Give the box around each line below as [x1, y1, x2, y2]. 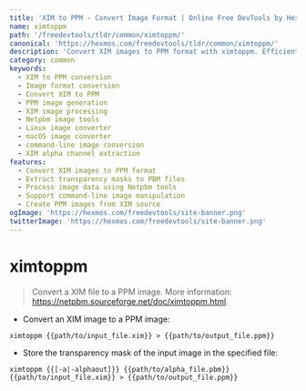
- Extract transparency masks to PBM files [17, 174, 185, 183]
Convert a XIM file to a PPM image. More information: [31, 286, 232, 297]
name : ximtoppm [9, 22, 67, 31]
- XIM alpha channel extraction [17, 149, 141, 158]
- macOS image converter [17, 132, 112, 141]
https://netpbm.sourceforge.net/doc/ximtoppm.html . [31, 295, 229, 306]
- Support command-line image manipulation [17, 191, 185, 201]
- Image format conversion [17, 81, 120, 90]
